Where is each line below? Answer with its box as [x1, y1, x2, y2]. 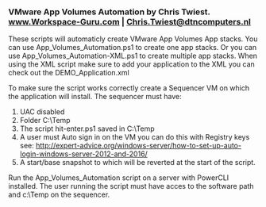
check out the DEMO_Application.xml [8, 68, 129, 78]
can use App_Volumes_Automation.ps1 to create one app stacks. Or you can [8, 43, 256, 52]
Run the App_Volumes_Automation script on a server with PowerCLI [8, 173, 229, 182]
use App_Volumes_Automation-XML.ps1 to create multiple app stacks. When [8, 51, 258, 61]
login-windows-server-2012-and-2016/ [19, 149, 148, 159]
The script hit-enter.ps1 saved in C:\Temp [19, 124, 155, 133]
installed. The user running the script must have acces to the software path [8, 182, 254, 191]
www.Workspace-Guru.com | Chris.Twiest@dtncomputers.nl [8, 16, 252, 27]
